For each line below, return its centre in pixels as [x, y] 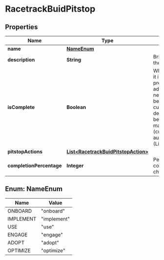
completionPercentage [35, 166]
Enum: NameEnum [34, 189]
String [74, 60]
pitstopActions [25, 152]
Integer [75, 166]
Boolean [76, 107]
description [21, 60]
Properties [21, 27]
